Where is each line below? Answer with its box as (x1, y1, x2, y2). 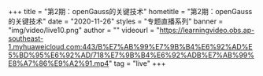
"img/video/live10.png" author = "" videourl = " (8, 26, 160, 34)
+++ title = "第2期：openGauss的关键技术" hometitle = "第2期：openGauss (8, 7, 253, 16)
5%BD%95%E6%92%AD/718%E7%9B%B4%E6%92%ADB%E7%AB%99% (8, 50, 254, 60)
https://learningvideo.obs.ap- (159, 26, 255, 34)
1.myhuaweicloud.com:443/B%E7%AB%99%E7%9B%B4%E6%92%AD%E (8, 42, 254, 51)
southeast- (8, 34, 44, 43)
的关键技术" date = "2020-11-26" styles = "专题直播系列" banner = (8, 16, 224, 26)
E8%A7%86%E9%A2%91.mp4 (8, 59, 109, 68)
